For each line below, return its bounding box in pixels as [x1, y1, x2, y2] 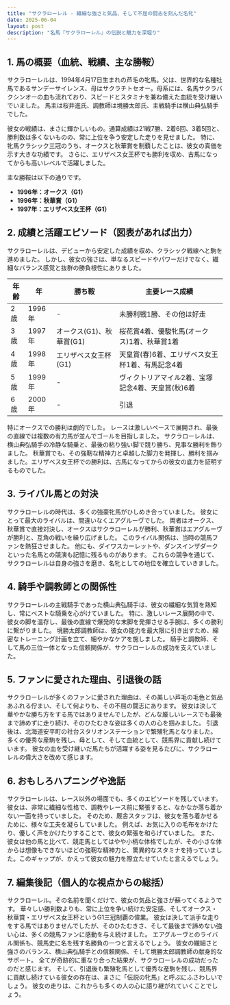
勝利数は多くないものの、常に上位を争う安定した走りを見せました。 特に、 [7, 133, 219, 141]
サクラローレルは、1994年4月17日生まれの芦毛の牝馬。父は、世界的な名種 [7, 76, 217, 84]
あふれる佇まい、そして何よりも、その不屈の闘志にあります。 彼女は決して [7, 702, 218, 710]
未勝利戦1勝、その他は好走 [118, 309, 207, 319]
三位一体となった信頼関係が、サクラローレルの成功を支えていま [30, 643, 211, 652]
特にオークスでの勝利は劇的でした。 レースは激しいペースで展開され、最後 [7, 423, 218, 432]
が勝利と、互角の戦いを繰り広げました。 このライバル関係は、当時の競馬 [7, 533, 213, 541]
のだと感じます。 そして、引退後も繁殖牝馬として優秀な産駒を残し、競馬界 [7, 964, 218, 973]
